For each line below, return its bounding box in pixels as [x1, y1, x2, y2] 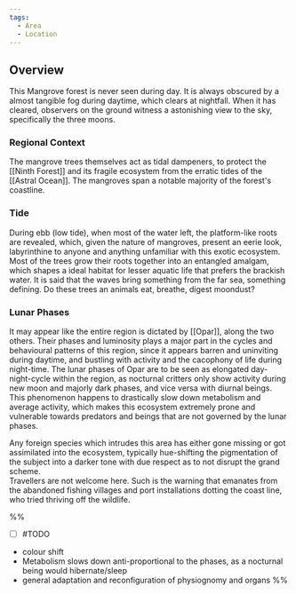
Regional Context [9, 137, 86, 149]
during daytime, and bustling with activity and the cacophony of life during [9, 354, 283, 365]
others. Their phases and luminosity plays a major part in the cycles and [9, 336, 273, 346]
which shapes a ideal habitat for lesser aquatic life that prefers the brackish [9, 265, 285, 275]
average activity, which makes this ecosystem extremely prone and [9, 401, 256, 413]
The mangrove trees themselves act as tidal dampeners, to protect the [9, 156, 267, 167]
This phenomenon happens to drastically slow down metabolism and [9, 392, 261, 403]
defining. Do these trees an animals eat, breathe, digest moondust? [9, 283, 255, 294]
